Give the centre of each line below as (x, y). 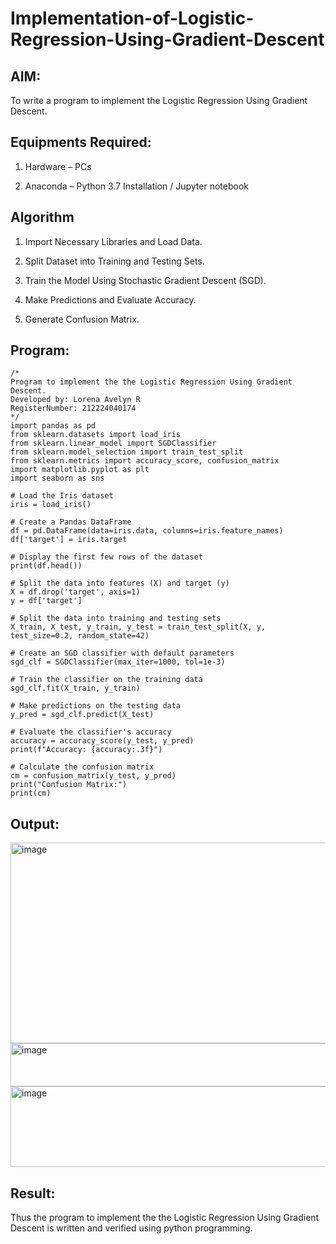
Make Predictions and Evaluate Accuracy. (110, 299)
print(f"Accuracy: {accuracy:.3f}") (86, 750)
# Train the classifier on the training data (106, 680)
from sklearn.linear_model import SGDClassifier (113, 443)
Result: (33, 1193)
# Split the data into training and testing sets (116, 618)
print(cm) (31, 793)
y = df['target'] (46, 601)
